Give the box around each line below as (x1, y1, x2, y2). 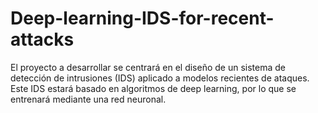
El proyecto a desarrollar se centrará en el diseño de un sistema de (10, 61, 286, 73)
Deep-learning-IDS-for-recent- (10, 7, 275, 30)
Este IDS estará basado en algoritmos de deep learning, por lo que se (10, 82, 297, 94)
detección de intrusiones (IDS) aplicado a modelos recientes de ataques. (10, 72, 310, 84)
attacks (10, 28, 75, 51)
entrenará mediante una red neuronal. (10, 93, 167, 105)
